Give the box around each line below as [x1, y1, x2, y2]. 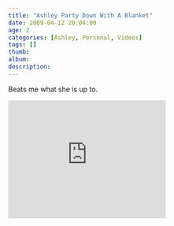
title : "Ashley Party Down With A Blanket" [8, 11, 154, 20]
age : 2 [8, 26, 30, 34]
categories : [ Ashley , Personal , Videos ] [8, 33, 143, 42]
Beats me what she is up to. [8, 84, 98, 94]
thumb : [8, 48, 30, 56]
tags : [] [8, 41, 37, 49]
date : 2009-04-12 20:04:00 [8, 19, 97, 27]
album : [8, 56, 30, 64]
